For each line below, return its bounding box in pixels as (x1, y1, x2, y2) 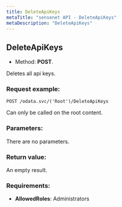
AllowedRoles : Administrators (14, 195, 90, 202)
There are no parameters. (6, 138, 70, 145)
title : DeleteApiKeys (6, 8, 61, 15)
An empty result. (6, 167, 47, 174)
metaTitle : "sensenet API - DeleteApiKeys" (6, 14, 117, 20)
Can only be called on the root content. (6, 109, 103, 116)
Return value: (6, 153, 47, 161)
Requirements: (6, 182, 50, 190)
